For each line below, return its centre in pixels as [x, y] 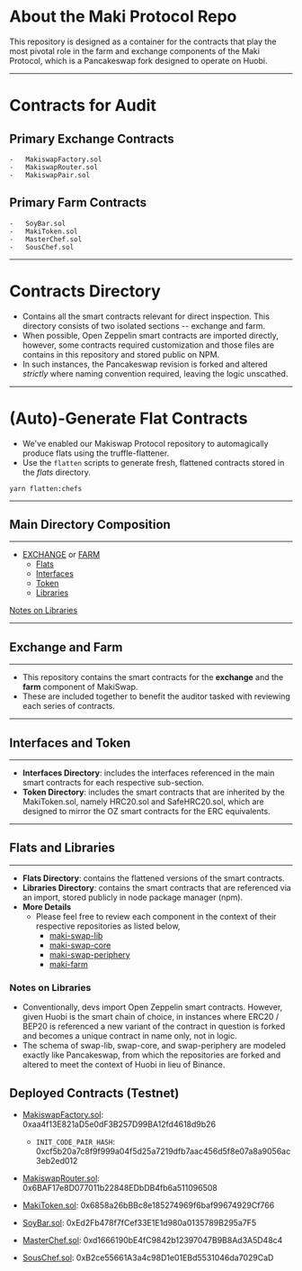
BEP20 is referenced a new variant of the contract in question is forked [154, 1026]
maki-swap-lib [76, 935]
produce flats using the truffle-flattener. [96, 453]
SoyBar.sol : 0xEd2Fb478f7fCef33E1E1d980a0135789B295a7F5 [139, 1222]
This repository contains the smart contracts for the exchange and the [153, 677]
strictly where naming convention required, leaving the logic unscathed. [155, 373]
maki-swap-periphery [89, 954]
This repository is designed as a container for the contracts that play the [143, 41]
